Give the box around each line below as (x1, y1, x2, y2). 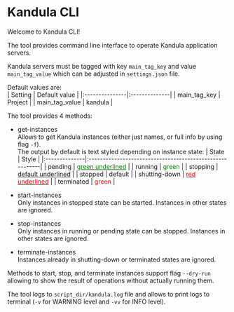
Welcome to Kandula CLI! (7, 27, 81, 36)
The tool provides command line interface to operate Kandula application (7, 41, 218, 49)
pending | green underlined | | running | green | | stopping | (48, 162, 219, 170)
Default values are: (7, 83, 62, 91)
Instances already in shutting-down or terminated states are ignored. (17, 255, 216, 264)
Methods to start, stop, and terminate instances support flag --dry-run (7, 269, 212, 277)
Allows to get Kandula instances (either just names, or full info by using (17, 133, 223, 141)
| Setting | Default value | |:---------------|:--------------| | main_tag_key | (7, 90, 221, 99)
